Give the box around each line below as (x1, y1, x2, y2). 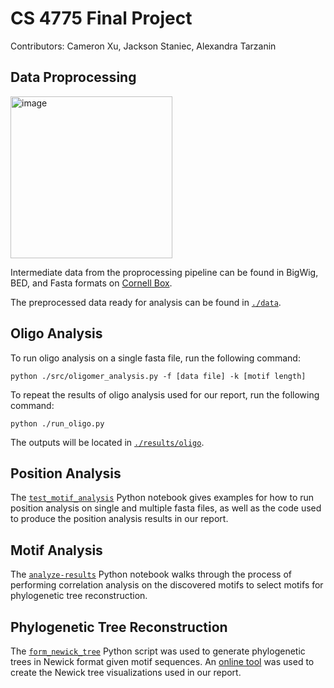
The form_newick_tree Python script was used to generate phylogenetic (10, 645, 306, 657)
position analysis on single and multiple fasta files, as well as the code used (10, 502, 322, 514)
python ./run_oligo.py (10, 418, 105, 429)
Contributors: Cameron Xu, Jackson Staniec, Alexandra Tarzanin (10, 40, 277, 52)
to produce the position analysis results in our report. (10, 513, 229, 525)
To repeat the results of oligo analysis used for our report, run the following (10, 388, 320, 401)
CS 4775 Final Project (10, 7, 193, 30)
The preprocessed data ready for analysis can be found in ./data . (10, 296, 282, 308)
